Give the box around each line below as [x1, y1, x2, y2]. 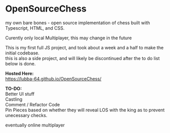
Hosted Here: [5, 70, 34, 76]
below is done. [5, 60, 36, 66]
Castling [5, 96, 23, 102]
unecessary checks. [5, 112, 48, 118]
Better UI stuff [5, 91, 34, 97]
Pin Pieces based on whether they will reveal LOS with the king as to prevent [5, 107, 165, 113]
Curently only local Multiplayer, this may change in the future [5, 35, 132, 41]
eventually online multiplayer [5, 122, 65, 128]
